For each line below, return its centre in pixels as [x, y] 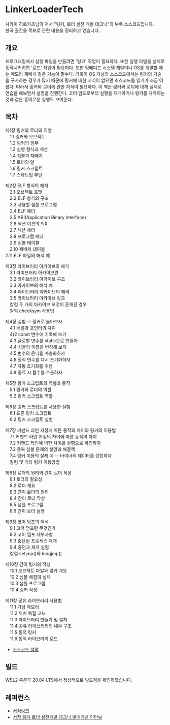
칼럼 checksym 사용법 [32, 311]
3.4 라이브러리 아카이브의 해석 [39, 291]
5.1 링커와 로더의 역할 [30, 389]
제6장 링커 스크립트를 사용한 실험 [38, 406]
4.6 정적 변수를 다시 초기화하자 [40, 359]
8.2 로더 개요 [22, 485]
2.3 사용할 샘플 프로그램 [33, 204]
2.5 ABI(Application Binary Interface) [48, 217]
